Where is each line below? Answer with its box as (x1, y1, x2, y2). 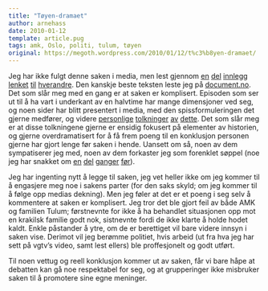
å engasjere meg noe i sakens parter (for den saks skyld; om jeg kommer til (8, 181, 258, 190)
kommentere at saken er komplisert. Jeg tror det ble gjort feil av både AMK (8, 198, 255, 207)
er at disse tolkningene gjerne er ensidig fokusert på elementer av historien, (8, 122, 259, 132)
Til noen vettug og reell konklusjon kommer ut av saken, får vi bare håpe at (8, 256, 255, 265)
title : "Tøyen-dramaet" (8, 11, 88, 20)
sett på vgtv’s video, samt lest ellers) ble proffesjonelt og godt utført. (8, 240, 235, 250)
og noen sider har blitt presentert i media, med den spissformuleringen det (8, 105, 255, 115)
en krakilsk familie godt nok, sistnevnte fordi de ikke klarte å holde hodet (8, 215, 249, 224)
